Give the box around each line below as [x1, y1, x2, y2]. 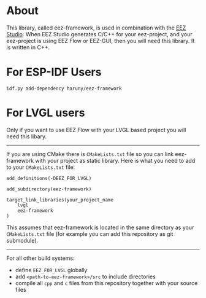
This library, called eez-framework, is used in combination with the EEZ [6, 24, 186, 31]
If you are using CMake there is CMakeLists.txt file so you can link [6, 150, 174, 157]
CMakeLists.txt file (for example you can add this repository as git [6, 230, 174, 237]
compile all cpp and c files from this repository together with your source [15, 279, 198, 286]
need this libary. [6, 133, 47, 140]
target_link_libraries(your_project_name [6, 197, 114, 203]
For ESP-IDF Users [6, 65, 102, 79]
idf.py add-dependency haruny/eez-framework [6, 85, 122, 92]
